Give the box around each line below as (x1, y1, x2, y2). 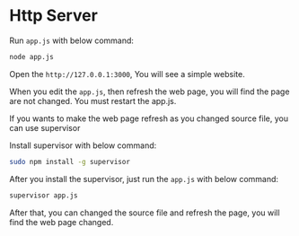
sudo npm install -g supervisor (9, 157, 130, 166)
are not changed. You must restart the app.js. (9, 95, 177, 106)
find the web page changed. (9, 216, 114, 227)
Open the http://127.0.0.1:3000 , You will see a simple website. (9, 68, 245, 79)
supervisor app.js (9, 190, 78, 200)
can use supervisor (9, 122, 81, 133)
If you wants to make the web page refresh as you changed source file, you (9, 113, 289, 124)
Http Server (9, 5, 99, 26)
